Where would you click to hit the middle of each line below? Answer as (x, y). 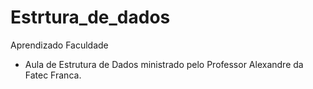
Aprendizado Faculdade (59, 45)
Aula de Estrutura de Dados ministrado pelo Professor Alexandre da (164, 64)
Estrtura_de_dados (90, 17)
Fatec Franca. (53, 75)
